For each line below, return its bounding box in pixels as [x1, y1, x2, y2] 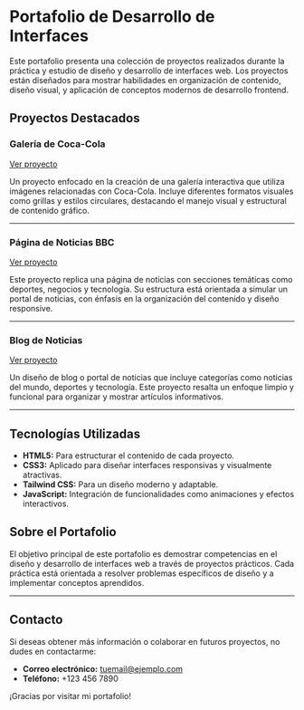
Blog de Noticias [9, 333, 83, 346]
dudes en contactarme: [9, 646, 97, 657]
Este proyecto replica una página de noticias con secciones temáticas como [9, 273, 293, 284]
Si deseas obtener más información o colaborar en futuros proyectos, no [9, 636, 280, 647]
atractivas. [22, 469, 62, 481]
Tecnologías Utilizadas [9, 426, 141, 441]
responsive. [9, 302, 53, 313]
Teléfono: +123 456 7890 [22, 673, 119, 684]
